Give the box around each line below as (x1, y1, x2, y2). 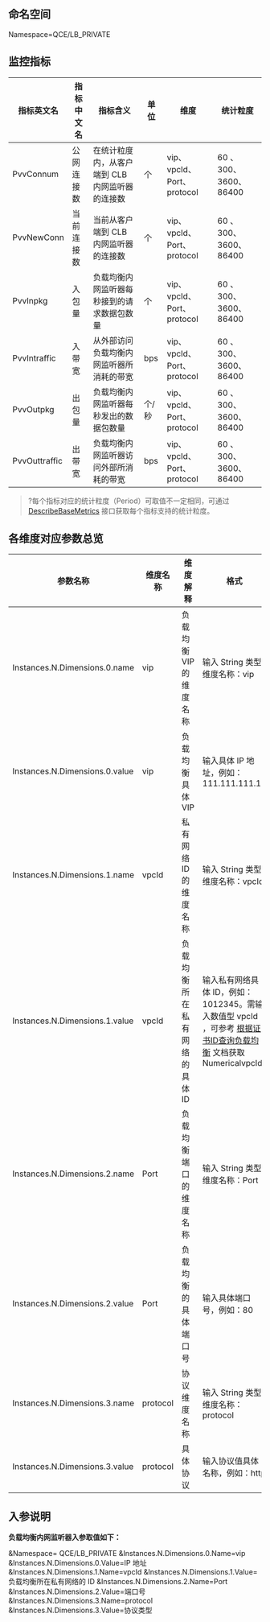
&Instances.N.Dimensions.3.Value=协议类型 (8, 1605, 153, 1616)
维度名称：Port (202, 1174, 259, 1186)
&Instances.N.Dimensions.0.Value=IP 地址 (8, 1558, 147, 1568)
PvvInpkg (12, 295, 48, 306)
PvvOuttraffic (12, 455, 63, 466)
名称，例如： (202, 1467, 252, 1479)
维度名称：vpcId (202, 876, 264, 887)
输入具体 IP (202, 755, 245, 766)
